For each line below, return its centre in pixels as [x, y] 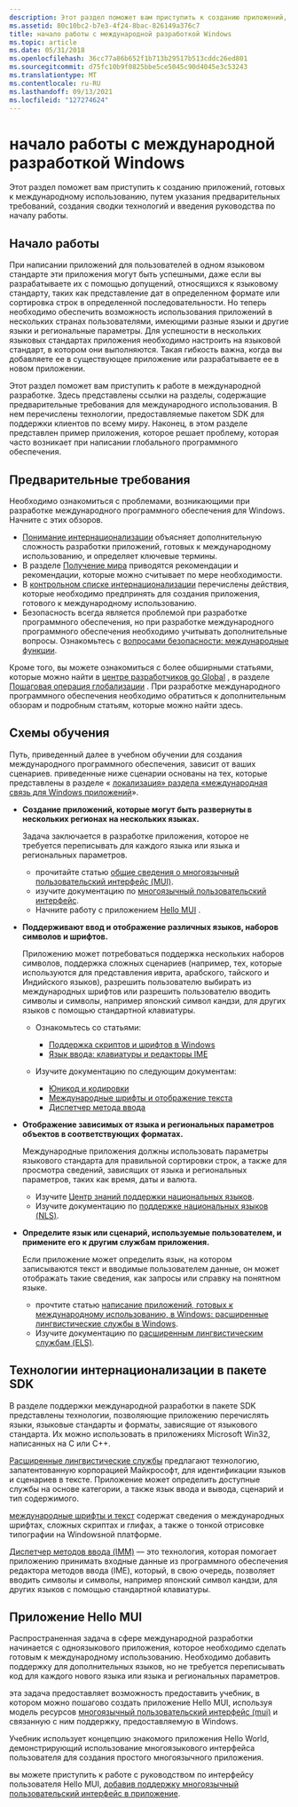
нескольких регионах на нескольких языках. [110, 818]
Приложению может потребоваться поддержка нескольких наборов [153, 953]
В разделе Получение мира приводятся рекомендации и [130, 565]
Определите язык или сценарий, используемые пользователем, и [152, 1232]
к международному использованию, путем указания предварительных [145, 197]
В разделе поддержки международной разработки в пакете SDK [133, 1405]
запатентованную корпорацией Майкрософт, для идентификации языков [148, 1470]
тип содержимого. [44, 1498]
